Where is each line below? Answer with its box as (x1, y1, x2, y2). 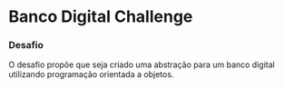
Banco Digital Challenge (8, 6, 193, 27)
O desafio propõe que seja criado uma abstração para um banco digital (8, 59, 276, 70)
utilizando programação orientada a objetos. (8, 69, 174, 80)
